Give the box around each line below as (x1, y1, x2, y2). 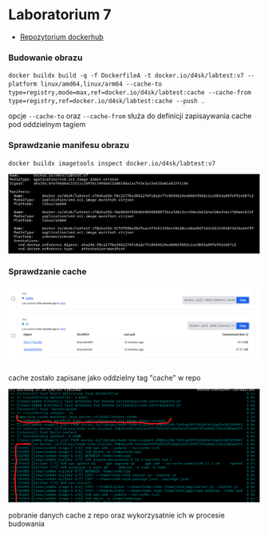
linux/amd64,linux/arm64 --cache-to (40, 80, 162, 89)
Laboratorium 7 (8, 6, 112, 24)
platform (8, 80, 37, 89)
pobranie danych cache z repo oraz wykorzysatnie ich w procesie (8, 510, 225, 521)
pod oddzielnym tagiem (8, 120, 86, 130)
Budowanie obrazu (8, 52, 83, 63)
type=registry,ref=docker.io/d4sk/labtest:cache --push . (8, 98, 205, 106)
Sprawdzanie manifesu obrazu (8, 140, 130, 151)
